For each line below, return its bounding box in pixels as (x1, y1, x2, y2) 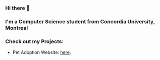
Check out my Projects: (5, 38, 64, 45)
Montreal (5, 24, 28, 31)
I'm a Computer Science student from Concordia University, (5, 18, 155, 25)
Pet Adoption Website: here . (12, 49, 71, 55)
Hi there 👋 (5, 5, 30, 12)
